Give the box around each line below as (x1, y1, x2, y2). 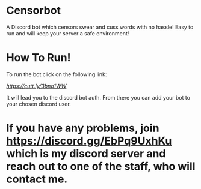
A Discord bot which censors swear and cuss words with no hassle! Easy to (6, 23, 194, 31)
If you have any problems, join (6, 121, 159, 135)
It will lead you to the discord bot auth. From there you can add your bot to (6, 94, 191, 101)
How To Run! (6, 51, 71, 65)
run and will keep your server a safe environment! (6, 29, 129, 37)
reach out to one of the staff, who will (6, 160, 196, 173)
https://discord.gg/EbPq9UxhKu (6, 134, 172, 148)
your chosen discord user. (6, 100, 71, 107)
